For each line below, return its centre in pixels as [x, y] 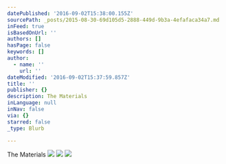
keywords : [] [26, 52]
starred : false [29, 122]
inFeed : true [26, 26]
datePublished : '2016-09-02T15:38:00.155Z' [70, 13]
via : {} [18, 115]
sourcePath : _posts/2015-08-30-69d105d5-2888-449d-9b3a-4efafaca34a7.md [113, 20]
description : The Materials [47, 97]
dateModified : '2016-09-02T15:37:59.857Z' [69, 77]
